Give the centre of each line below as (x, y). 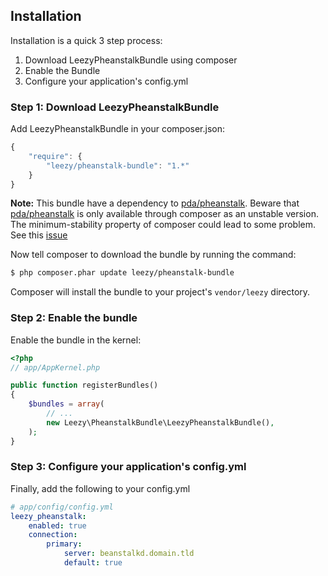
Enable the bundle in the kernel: (76, 340)
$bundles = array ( (66, 404)
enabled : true (57, 525)
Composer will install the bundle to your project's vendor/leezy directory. (160, 292)
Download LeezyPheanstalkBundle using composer (131, 60)
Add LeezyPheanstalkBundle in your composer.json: (117, 129)
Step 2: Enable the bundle (74, 318)
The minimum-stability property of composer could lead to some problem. (163, 225)
